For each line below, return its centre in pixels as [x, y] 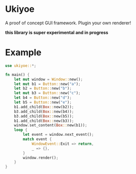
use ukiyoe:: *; [21, 65]
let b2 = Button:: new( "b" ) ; [43, 88]
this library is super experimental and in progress [57, 32]
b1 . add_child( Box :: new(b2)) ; [44, 107]
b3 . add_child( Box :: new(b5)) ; [44, 116]
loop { [21, 130]
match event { [37, 139]
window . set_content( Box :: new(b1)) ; [51, 125]
